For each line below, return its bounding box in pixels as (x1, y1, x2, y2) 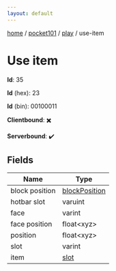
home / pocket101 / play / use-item (7, 29, 104, 37)
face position (10, 220, 53, 229)
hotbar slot (10, 197, 46, 207)
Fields (7, 154, 34, 166)
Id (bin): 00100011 (7, 102, 57, 110)
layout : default (7, 10, 53, 17)
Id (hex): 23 (7, 88, 40, 96)
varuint (62, 197, 85, 207)
